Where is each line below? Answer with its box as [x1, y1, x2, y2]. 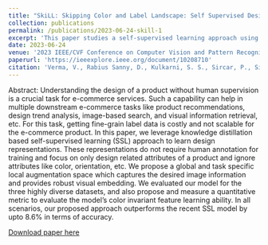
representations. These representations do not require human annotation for [8, 144, 259, 154]
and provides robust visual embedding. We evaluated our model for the [8, 178, 242, 188]
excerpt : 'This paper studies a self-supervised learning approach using [8, 33, 259, 42]
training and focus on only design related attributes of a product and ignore [8, 153, 256, 162]
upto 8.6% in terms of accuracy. [8, 212, 114, 221]
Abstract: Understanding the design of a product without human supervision [8, 85, 259, 95]
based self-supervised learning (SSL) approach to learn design [8, 136, 215, 146]
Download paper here [8, 227, 80, 237]
